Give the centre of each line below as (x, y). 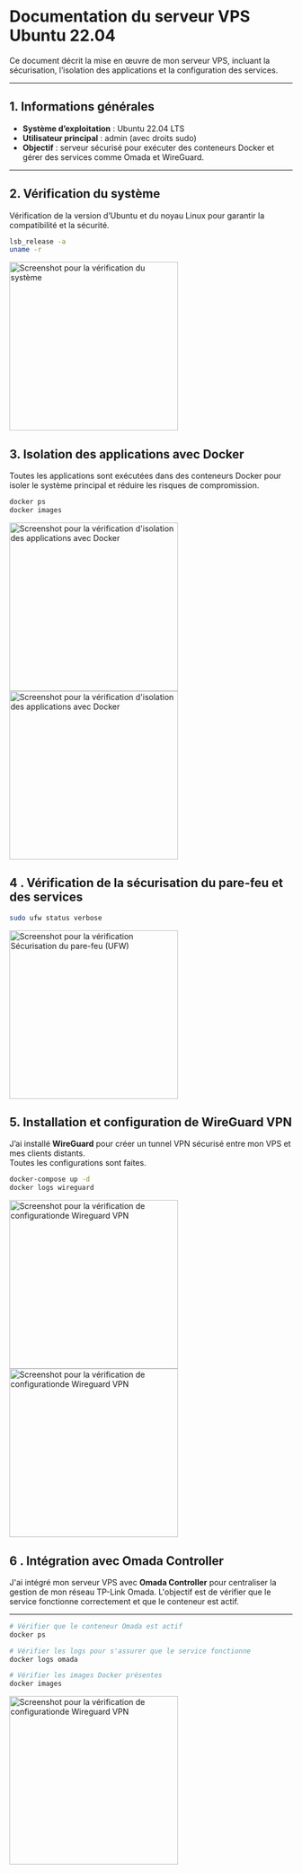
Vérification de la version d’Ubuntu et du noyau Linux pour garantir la (137, 215)
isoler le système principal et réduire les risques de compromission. (134, 485)
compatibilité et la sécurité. (59, 225)
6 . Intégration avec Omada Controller (117, 1561)
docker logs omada (44, 1659)
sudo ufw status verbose (56, 918)
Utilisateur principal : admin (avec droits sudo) (110, 138)
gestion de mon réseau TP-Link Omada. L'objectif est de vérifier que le (140, 1592)
